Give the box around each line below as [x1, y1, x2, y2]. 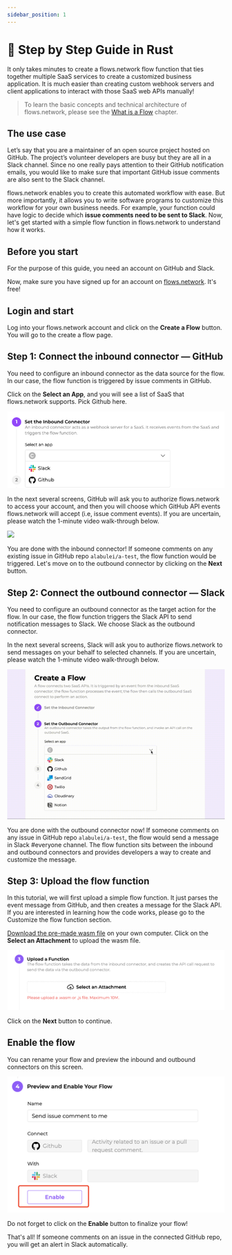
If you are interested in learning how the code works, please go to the [7, 908, 205, 917]
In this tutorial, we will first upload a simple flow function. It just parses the [7, 893, 219, 902]
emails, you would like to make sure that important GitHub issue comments [7, 168, 220, 177]
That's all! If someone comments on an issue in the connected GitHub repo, [7, 1233, 222, 1241]
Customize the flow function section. [7, 916, 112, 924]
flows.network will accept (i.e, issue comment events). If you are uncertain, [7, 510, 221, 518]
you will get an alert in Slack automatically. [7, 1240, 128, 1249]
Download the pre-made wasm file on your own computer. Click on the [7, 929, 209, 938]
